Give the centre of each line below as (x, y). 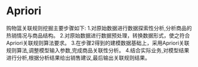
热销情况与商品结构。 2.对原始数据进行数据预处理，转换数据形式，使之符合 (98, 35)
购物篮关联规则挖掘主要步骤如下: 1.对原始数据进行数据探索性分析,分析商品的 (99, 28)
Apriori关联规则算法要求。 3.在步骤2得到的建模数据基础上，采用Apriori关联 (98, 43)
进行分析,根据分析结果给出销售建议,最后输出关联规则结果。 (78, 58)
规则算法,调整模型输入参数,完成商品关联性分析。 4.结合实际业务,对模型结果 (98, 50)
